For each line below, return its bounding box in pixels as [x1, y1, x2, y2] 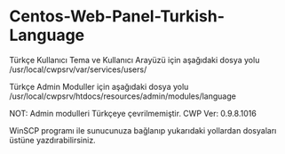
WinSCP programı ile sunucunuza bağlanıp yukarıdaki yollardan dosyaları [9, 125, 277, 135]
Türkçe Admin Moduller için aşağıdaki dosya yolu [9, 81, 189, 92]
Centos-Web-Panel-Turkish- [9, 6, 225, 27]
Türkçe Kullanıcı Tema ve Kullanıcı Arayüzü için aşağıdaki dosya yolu [9, 54, 260, 65]
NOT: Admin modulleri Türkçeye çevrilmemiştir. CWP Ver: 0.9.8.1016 [9, 108, 257, 118]
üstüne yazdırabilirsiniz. [9, 134, 96, 145]
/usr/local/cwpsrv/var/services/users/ [9, 64, 147, 75]
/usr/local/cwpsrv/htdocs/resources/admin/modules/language [9, 91, 237, 101]
